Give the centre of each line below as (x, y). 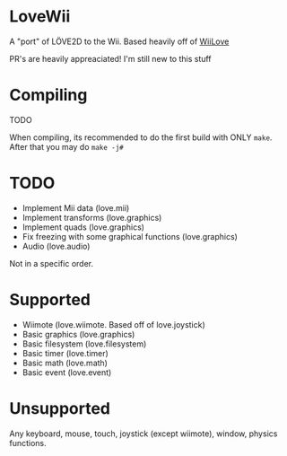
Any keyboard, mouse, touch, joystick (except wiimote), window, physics (143, 434)
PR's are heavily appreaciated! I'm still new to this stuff (111, 58)
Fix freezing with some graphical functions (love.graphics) (130, 236)
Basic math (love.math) (65, 363)
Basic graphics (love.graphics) (78, 334)
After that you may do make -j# (66, 146)
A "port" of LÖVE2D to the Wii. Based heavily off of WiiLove (119, 41)
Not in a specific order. (52, 263)
